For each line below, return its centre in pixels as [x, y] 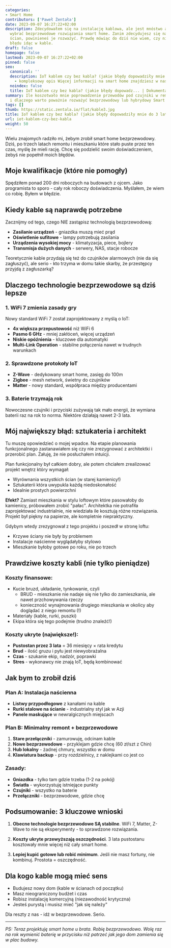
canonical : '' [25, 72]
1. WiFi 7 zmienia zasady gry [41, 308]
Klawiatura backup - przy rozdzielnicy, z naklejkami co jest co [78, 755]
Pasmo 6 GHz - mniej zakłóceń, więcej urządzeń [64, 334]
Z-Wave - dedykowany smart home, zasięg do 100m [68, 375]
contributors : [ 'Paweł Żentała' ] [41, 19]
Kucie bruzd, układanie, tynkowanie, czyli [56, 589]
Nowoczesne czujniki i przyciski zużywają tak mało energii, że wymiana [80, 410]
